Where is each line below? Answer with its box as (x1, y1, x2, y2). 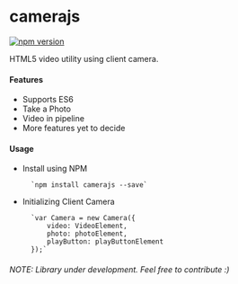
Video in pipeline (22, 113, 85, 124)
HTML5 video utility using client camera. (9, 53, 159, 64)
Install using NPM (22, 164, 88, 174)
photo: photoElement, (46, 229, 128, 239)
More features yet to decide (22, 123, 126, 134)
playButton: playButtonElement (46, 237, 164, 246)
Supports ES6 (22, 94, 74, 105)
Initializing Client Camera (22, 196, 115, 208)
